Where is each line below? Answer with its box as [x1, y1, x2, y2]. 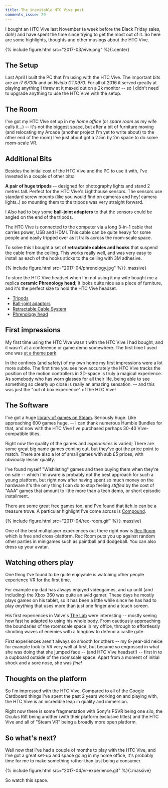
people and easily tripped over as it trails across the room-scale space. [5, 234, 152, 240]
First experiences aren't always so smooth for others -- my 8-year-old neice [5, 638, 163, 644]
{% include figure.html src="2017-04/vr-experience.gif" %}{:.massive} [5, 767, 151, 773]
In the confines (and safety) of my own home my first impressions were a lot [5, 359, 163, 366]
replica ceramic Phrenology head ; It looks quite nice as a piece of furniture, [5, 280, 162, 286]
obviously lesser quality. [5, 456, 55, 462]
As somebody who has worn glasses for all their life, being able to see [5, 376, 150, 382]
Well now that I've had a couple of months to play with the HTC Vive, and [5, 747, 156, 753]
